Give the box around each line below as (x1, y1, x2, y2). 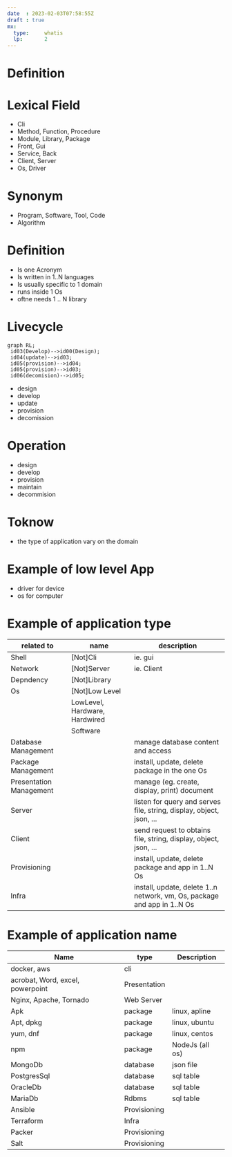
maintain (17, 483, 42, 491)
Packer (10, 1127, 34, 1137)
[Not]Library (71, 675, 112, 684)
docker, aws (10, 963, 50, 973)
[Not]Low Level (71, 686, 122, 695)
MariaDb (10, 1093, 39, 1103)
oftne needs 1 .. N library (17, 295, 88, 303)
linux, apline (172, 1006, 211, 1016)
